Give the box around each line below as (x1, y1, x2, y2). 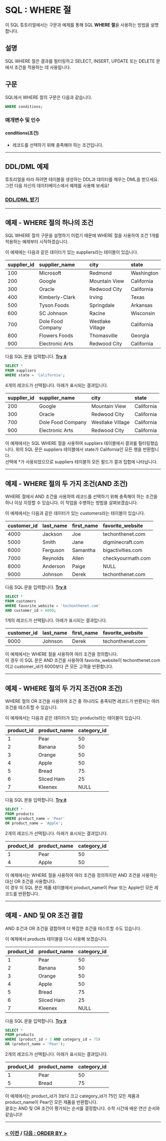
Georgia (130, 332, 150, 339)
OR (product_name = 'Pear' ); (5, 1041, 65, 1047)
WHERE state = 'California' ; (5, 373, 65, 378)
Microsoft (39, 270, 62, 276)
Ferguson (42, 546, 65, 553)
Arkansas (130, 302, 153, 309)
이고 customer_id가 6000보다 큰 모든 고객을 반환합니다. (5, 663, 114, 669)
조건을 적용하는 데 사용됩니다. (14, 64, 71, 70)
